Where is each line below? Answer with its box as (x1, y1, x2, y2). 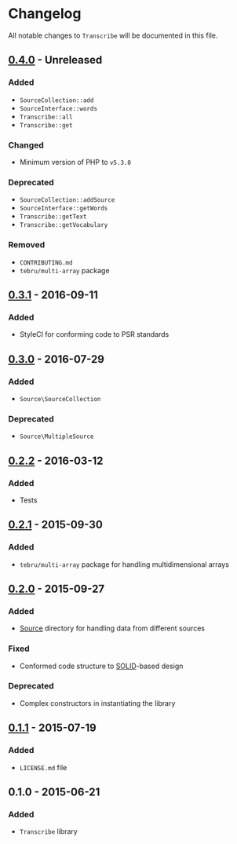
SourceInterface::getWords (19, 205, 108, 213)
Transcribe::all (19, 113, 73, 121)
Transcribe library (19, 827, 78, 836)
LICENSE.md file (19, 762, 67, 772)
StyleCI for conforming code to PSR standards (19, 330, 170, 339)
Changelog (8, 5, 82, 23)
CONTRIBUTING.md (19, 258, 73, 267)
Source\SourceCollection (19, 395, 101, 403)
